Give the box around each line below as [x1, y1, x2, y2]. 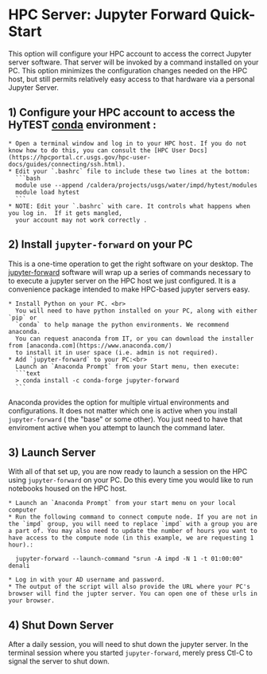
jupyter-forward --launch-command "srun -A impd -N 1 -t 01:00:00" [15, 555, 244, 563]
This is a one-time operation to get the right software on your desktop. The [8, 259, 253, 268]
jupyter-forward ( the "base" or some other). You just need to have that [8, 414, 243, 424]
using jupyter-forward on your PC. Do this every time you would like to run [8, 476, 253, 485]
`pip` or [8, 313, 37, 322]
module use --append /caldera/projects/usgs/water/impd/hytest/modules [15, 181, 258, 189]
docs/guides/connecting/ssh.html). [8, 160, 126, 168]
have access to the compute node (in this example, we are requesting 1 [8, 534, 254, 543]
